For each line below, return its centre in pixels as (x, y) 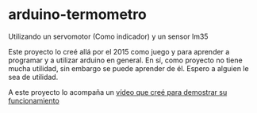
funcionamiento (34, 100)
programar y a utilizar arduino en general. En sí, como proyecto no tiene (126, 60)
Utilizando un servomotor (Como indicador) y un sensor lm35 (108, 36)
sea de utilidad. (33, 77)
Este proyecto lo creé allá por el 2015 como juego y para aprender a (119, 51)
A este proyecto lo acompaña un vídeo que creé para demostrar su (118, 92)
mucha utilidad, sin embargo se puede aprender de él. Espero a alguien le (128, 68)
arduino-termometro (77, 15)
